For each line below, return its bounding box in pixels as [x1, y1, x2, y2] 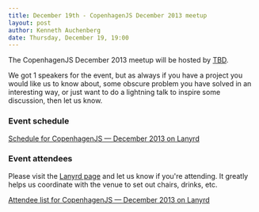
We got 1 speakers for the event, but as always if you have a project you [8, 70, 243, 80]
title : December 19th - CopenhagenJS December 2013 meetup [8, 11, 208, 20]
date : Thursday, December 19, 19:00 [8, 33, 129, 42]
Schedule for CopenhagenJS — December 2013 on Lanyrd [8, 134, 200, 143]
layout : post [8, 19, 51, 27]
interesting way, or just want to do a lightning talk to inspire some [8, 88, 221, 97]
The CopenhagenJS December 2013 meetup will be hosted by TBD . [8, 55, 229, 65]
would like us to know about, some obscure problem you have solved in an [8, 79, 252, 89]
